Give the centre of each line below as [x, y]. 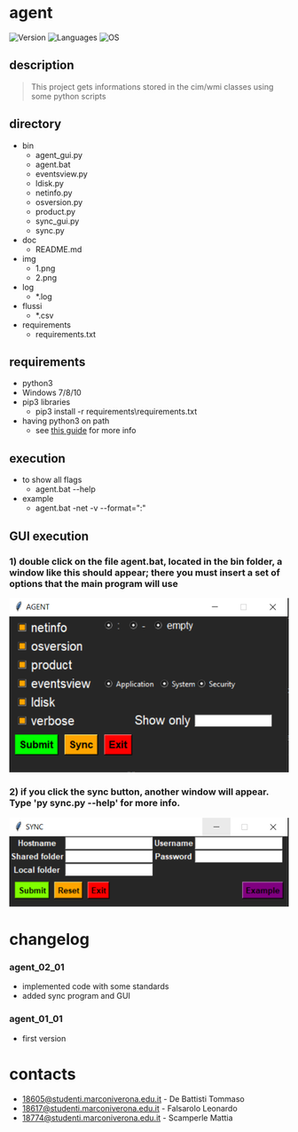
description [42, 65]
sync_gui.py [57, 221]
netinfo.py [54, 193]
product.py [55, 211]
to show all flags [52, 480]
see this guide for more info [86, 431]
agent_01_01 [36, 1019]
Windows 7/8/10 [51, 392]
